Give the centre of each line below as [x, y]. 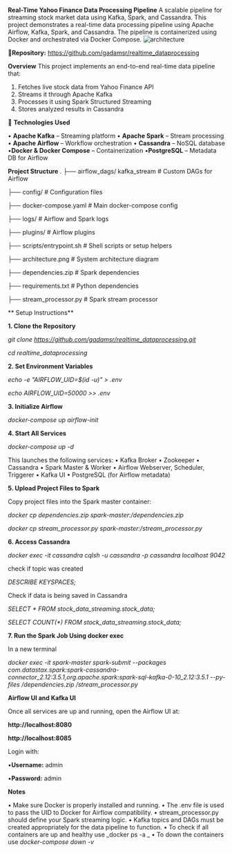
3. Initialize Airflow [35, 406]
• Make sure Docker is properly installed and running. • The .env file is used [116, 805]
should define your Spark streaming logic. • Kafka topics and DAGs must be [116, 820]
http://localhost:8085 [40, 738]
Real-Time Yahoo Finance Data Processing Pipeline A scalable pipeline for [115, 10]
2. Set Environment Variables [50, 366]
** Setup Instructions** [41, 313]
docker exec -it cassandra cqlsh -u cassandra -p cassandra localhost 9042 [116, 555]
